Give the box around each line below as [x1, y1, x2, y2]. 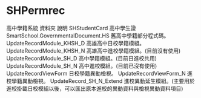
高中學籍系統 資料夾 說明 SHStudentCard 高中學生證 [6, 24, 136, 31]
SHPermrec [6, 4, 65, 18]
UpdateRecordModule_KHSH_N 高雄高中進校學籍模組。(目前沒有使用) [6, 47, 181, 54]
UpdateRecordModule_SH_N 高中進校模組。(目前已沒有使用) [6, 62, 157, 70]
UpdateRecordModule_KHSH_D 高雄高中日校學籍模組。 [6, 39, 145, 47]
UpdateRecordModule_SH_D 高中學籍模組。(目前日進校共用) [6, 54, 157, 62]
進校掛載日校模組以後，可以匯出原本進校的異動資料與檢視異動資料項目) [6, 85, 183, 92]
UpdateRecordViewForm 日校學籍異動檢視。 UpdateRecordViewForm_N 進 [6, 70, 193, 77]
